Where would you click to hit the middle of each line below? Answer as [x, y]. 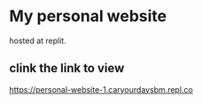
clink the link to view [67, 68]
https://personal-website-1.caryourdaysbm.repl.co [101, 89]
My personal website [88, 16]
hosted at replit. [38, 41]
